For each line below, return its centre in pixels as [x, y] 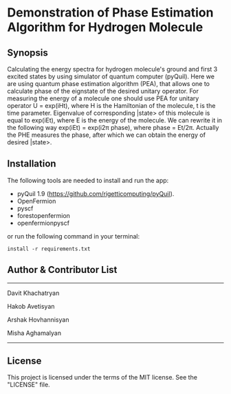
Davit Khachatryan [33, 293]
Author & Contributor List [62, 270]
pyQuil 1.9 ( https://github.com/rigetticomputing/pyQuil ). [96, 193]
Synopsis [27, 53]
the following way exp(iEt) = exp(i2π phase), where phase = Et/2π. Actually [113, 128]
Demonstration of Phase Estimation [110, 13]
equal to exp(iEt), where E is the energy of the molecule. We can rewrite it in [114, 120]
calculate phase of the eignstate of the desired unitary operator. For [103, 91]
